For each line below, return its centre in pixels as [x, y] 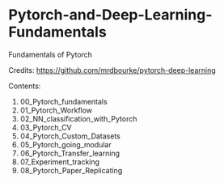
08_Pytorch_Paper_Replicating [71, 170]
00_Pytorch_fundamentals [63, 101]
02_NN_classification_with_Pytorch [78, 118]
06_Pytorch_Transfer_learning [70, 153]
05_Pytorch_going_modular [66, 144]
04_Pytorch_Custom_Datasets [70, 136]
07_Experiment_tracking [59, 162]
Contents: [25, 86]
